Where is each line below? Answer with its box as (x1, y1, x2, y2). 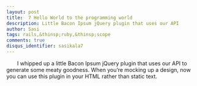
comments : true (6, 37, 45, 43)
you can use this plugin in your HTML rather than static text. (6, 73, 158, 80)
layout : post (6, 9, 40, 15)
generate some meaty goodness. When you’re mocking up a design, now (6, 66, 191, 73)
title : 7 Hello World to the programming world (6, 15, 133, 21)
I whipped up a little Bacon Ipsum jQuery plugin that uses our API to (17, 59, 188, 67)
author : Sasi (6, 26, 40, 32)
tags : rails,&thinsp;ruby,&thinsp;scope (6, 32, 111, 38)
